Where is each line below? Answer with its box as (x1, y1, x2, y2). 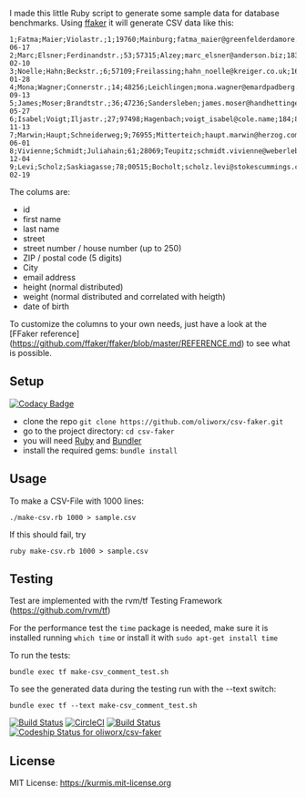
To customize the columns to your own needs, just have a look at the (9, 319, 267, 329)
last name (22, 223, 60, 234)
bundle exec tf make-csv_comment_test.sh (9, 668, 169, 677)
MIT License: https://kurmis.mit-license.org (9, 778, 171, 789)
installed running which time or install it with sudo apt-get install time (9, 632, 279, 643)
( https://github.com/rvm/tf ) (9, 605, 111, 616)
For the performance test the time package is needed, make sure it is (9, 623, 269, 634)
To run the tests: (9, 650, 71, 661)
